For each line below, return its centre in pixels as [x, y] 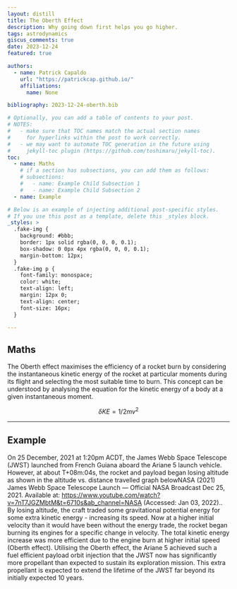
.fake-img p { [34, 269]
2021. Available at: [34, 495]
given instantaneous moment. [50, 397]
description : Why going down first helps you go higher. [93, 27]
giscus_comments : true [41, 40]
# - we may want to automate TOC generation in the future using [109, 144]
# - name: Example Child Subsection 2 [80, 190]
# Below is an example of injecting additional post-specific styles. [113, 209]
